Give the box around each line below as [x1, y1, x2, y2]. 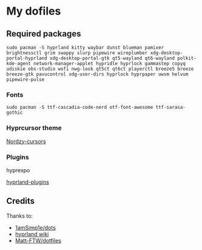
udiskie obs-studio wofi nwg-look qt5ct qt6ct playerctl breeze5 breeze [6, 66, 194, 72]
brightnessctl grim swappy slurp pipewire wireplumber [6, 50, 148, 56]
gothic [6, 109, 23, 116]
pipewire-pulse [6, 77, 45, 83]
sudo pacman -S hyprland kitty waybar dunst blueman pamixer [6, 44, 164, 50]
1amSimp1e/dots [15, 224, 56, 231]
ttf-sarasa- [155, 105, 186, 111]
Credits [6, 196, 35, 206]
